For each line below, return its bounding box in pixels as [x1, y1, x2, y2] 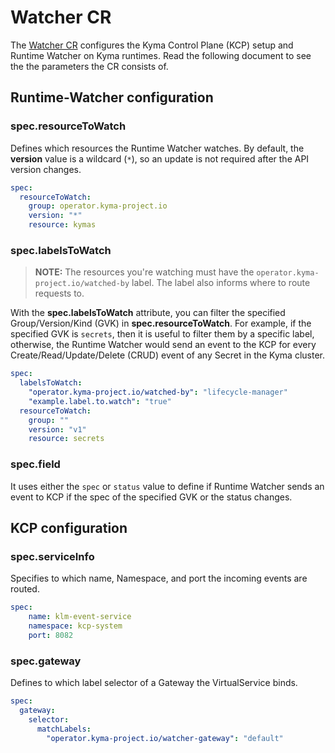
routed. [10, 583, 40, 595]
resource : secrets [28, 434, 105, 444]
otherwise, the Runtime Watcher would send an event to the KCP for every [10, 339, 317, 351]
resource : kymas [28, 220, 97, 230]
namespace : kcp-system [28, 621, 123, 631]
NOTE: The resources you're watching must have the [34, 266, 255, 278]
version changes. [10, 163, 82, 175]
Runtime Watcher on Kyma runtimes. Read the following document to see [10, 49, 312, 61]
